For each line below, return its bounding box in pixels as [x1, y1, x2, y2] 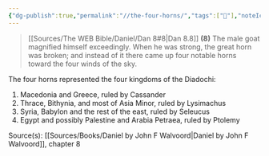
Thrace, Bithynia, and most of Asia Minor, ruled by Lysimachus [19, 98, 227, 107]
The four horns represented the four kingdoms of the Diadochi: [8, 74, 216, 84]
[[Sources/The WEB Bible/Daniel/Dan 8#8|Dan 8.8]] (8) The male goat [27, 33, 260, 43]
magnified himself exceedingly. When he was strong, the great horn [27, 41, 252, 52]
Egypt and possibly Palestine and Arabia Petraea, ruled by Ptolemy [19, 115, 240, 124]
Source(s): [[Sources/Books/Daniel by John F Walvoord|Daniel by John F [8, 131, 249, 140]
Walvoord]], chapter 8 [8, 138, 81, 148]
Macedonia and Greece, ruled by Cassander [19, 89, 167, 99]
